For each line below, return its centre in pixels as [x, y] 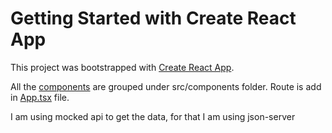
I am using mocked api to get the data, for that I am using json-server [153, 116]
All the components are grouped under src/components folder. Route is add [166, 86]
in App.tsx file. [40, 97]
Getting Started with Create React [153, 18]
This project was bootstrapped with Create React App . [122, 67]
